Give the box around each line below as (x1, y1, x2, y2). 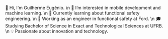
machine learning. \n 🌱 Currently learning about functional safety (5, 10, 140, 16)
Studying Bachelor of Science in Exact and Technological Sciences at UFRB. (5, 23, 163, 28)
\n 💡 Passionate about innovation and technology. (5, 28, 108, 34)
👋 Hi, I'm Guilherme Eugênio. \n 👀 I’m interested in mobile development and (5, 5, 161, 10)
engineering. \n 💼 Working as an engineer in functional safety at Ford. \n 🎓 (5, 15, 161, 21)
